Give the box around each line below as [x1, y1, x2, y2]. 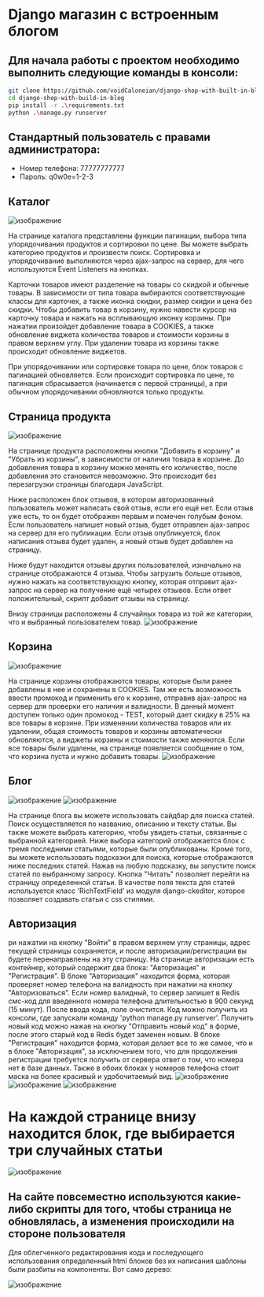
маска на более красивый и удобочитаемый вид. [8, 1072, 174, 1081]
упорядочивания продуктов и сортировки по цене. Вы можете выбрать [8, 239, 249, 249]
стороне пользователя [8, 1227, 126, 1240]
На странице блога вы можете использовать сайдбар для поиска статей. [8, 810, 255, 820]
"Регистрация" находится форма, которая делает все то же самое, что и [8, 1038, 253, 1048]
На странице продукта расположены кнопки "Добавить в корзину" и [8, 446, 240, 455]
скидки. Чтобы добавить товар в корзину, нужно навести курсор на [8, 305, 237, 314]
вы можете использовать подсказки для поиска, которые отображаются [8, 852, 254, 862]
